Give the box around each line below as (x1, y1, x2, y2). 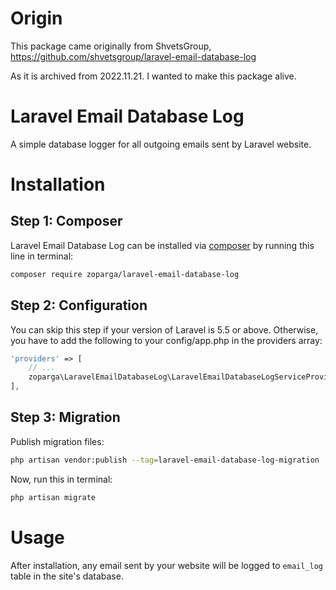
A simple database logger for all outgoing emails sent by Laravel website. (10, 138, 312, 150)
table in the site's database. (10, 570, 124, 582)
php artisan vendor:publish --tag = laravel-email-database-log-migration (10, 455, 320, 465)
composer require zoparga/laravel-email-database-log (10, 269, 240, 279)
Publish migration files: (10, 435, 105, 447)
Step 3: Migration (10, 409, 121, 426)
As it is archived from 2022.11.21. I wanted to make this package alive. (10, 70, 297, 82)
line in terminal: (10, 250, 74, 262)
